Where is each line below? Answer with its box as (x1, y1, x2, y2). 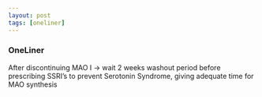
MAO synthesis (8, 80, 58, 89)
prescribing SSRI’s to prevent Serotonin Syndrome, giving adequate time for (8, 71, 254, 80)
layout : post (8, 11, 51, 20)
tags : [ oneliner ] (8, 19, 65, 27)
